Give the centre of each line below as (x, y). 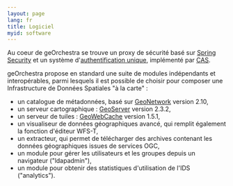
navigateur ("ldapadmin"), (54, 161)
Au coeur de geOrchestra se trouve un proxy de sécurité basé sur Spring (112, 53)
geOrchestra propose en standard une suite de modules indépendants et (111, 74)
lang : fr (20, 20)
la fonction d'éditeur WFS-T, (58, 131)
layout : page (26, 14)
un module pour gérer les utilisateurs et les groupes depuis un (106, 153)
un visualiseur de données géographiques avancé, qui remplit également (121, 124)
